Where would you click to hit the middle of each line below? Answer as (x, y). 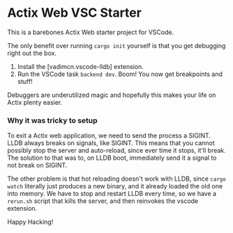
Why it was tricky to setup (52, 120)
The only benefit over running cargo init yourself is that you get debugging (116, 45)
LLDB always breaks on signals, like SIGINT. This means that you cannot (111, 143)
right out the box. (32, 53)
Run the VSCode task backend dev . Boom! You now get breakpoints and (120, 74)
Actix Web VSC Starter (74, 13)
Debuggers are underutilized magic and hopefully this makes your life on (112, 95)
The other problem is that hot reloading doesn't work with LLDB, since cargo (117, 179)
